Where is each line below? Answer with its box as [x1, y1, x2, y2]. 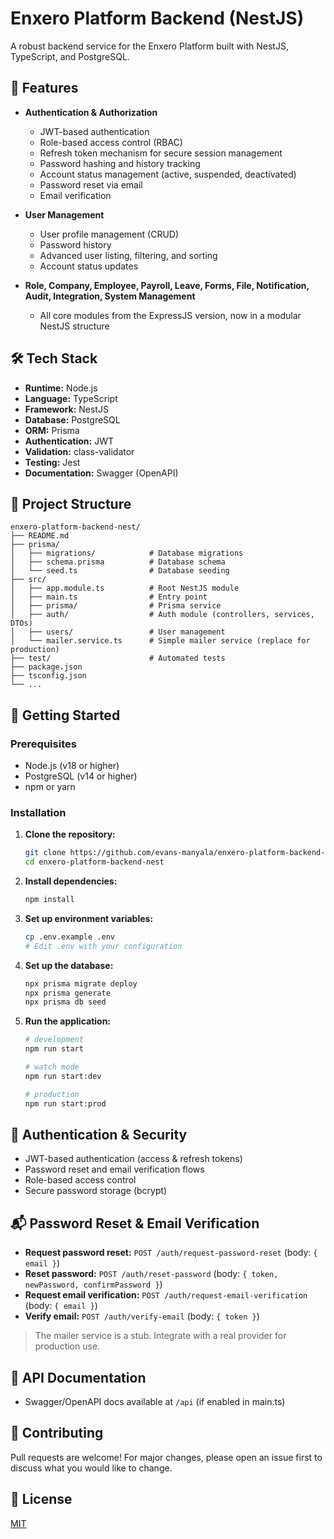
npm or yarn [24, 781, 76, 793]
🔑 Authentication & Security [10, 1127, 188, 1143]
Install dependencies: [24, 875, 118, 887]
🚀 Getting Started [10, 707, 121, 724]
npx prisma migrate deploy [24, 978, 138, 989]
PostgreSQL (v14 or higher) [24, 770, 138, 782]
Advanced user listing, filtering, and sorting [39, 249, 218, 261]
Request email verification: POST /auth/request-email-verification [24, 1289, 308, 1301]
